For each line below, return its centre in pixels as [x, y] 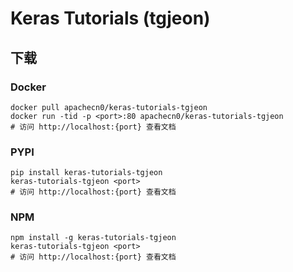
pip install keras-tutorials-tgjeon [86, 173]
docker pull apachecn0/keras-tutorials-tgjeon [109, 107]
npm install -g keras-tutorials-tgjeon [93, 238]
